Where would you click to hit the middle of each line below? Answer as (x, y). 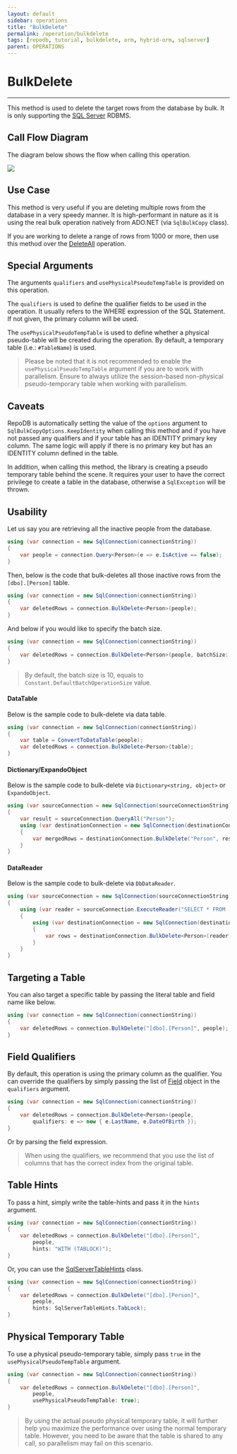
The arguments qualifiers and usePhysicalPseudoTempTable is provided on (116, 283)
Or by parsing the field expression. (57, 1141)
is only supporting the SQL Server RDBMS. (69, 115)
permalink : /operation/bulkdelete (58, 34)
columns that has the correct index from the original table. (109, 1163)
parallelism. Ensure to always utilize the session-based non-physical (124, 376)
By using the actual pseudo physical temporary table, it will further (121, 1421)
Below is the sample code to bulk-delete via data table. (87, 714)
